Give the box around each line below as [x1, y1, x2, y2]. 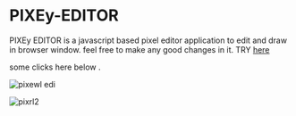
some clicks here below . [9, 62, 101, 72]
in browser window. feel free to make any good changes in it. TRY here [9, 44, 270, 54]
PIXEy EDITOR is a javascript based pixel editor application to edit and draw [9, 35, 288, 46]
